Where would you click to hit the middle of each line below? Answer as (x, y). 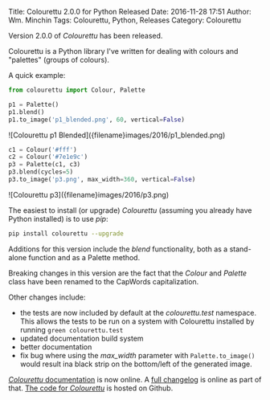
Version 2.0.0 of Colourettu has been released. (86, 36)
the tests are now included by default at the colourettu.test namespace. (138, 312)
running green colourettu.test (72, 329)
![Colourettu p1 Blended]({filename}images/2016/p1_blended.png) (117, 135)
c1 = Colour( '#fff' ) (43, 149)
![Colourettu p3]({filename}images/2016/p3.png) (89, 194)
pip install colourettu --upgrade (66, 233)
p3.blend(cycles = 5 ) (41, 172)
